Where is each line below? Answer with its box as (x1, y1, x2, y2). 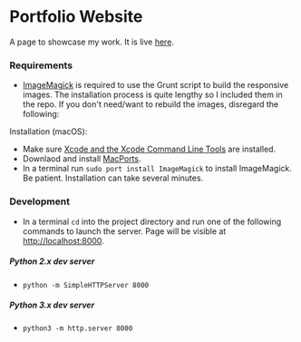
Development (9, 195, 71, 208)
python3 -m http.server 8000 (22, 324, 133, 333)
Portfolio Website (9, 6, 143, 27)
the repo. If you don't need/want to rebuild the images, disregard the (22, 99, 279, 110)
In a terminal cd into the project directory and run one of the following (22, 216, 282, 227)
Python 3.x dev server (9, 299, 95, 310)
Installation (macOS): (9, 126, 88, 137)
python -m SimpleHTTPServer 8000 (22, 280, 150, 289)
